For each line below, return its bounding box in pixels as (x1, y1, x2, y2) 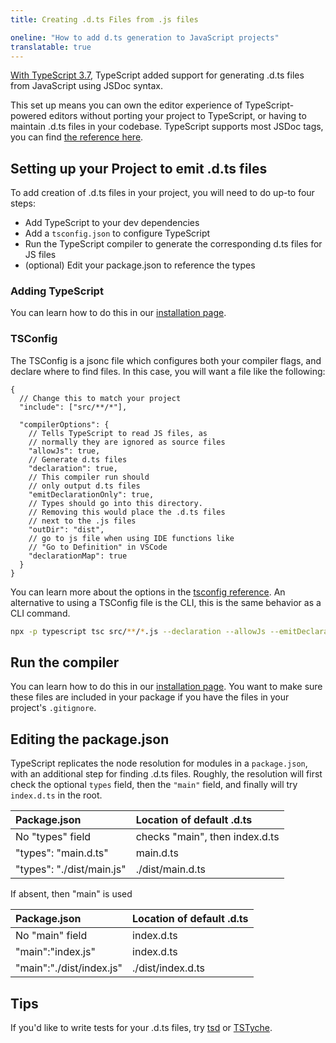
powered (10, 110, 47, 122)
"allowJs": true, (28, 446, 101, 456)
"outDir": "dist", (28, 524, 105, 535)
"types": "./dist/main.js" (15, 862, 127, 876)
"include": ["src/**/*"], (19, 402, 128, 412)
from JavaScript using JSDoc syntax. (10, 80, 163, 92)
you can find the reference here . (10, 131, 144, 143)
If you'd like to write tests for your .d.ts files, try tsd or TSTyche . (10, 1022, 273, 1034)
